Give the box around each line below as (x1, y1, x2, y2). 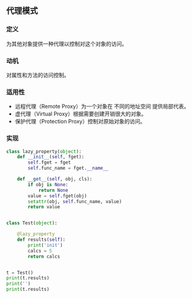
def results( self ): (17, 237, 66, 243)
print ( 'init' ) (28, 242, 63, 248)
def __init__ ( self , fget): (17, 154, 85, 160)
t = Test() (6, 270, 34, 276)
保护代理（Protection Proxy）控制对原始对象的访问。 (14, 118, 146, 125)
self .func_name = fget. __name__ (28, 165, 109, 172)
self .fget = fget (28, 160, 71, 166)
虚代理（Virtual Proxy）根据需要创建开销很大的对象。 (14, 110, 147, 117)
